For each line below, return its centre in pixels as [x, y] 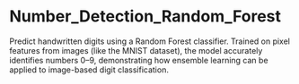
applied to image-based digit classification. [89, 70]
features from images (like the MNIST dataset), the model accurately [136, 50]
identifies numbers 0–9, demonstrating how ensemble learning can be [139, 60]
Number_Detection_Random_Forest [145, 17]
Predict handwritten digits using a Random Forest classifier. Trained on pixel [149, 41]
